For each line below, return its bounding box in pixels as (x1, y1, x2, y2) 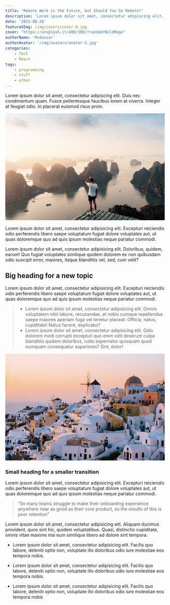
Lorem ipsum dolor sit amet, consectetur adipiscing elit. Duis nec (5, 93, 141, 99)
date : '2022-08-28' (5, 19, 47, 24)
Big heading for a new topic (5, 271, 94, 280)
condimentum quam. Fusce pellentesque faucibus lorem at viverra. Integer (5, 98, 161, 104)
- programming (14, 67, 44, 72)
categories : (5, 46, 30, 51)
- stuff (14, 73, 30, 78)
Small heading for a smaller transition (5, 468, 99, 475)
